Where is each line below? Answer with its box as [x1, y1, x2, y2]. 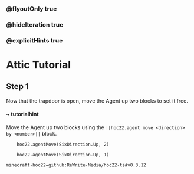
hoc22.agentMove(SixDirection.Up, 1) [17, 152, 110, 157]
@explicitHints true [6, 36, 63, 44]
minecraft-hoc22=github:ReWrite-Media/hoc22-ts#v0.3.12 [6, 162, 146, 168]
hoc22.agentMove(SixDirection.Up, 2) [17, 141, 110, 147]
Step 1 [6, 81, 29, 91]
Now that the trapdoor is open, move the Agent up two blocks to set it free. [6, 97, 189, 104]
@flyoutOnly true [6, 5, 57, 13]
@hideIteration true [6, 20, 64, 28]
